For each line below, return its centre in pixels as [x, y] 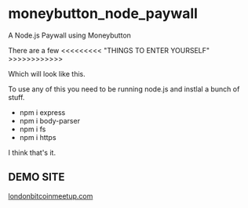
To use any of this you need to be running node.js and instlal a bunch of [124, 89]
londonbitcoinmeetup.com [51, 195]
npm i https [38, 137]
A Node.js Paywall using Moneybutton [70, 35]
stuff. [16, 97]
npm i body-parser [50, 120]
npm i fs [33, 129]
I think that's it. [32, 152]
